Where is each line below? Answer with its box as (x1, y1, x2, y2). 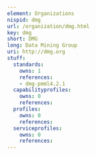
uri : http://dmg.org (7, 49, 66, 56)
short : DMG (7, 36, 38, 43)
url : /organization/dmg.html (7, 23, 90, 29)
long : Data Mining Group (7, 42, 78, 49)
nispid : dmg (7, 16, 41, 23)
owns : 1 (19, 67, 41, 74)
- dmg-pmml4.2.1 (19, 80, 66, 87)
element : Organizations (7, 10, 75, 17)
